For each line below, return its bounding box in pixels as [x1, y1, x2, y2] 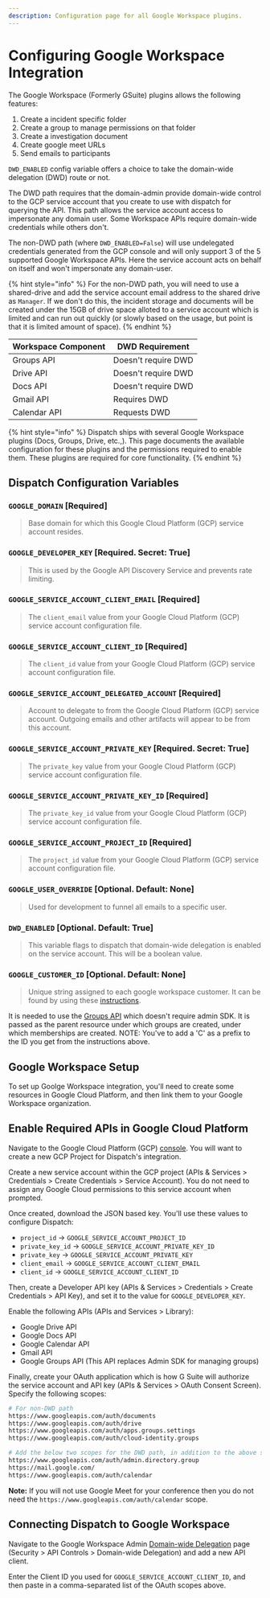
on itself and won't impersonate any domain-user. [8, 263, 174, 273]
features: [8, 98, 39, 109]
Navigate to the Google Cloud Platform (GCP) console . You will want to [8, 1143, 243, 1153]
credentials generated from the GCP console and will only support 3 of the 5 [8, 246, 261, 256]
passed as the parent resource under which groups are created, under [8, 1020, 242, 1030]
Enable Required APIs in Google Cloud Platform [8, 1122, 249, 1136]
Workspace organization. [8, 1099, 92, 1108]
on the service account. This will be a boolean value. [27, 949, 202, 958]
